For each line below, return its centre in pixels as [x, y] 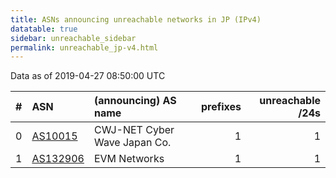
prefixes [221, 107]
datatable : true [44, 29]
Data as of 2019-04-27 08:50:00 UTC [88, 76]
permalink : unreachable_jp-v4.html [84, 47]
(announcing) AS [135, 101]
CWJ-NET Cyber [134, 130]
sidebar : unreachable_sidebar [73, 38]
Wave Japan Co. [132, 143]
